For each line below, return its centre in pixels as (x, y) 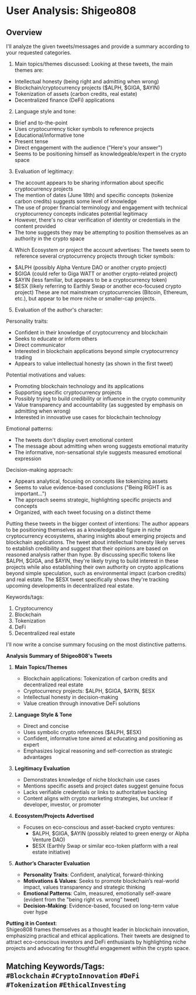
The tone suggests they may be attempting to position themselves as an (101, 232)
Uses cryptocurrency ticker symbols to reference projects (84, 129)
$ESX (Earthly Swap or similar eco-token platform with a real (105, 846)
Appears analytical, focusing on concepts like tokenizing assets (91, 481)
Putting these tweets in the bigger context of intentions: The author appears (97, 524)
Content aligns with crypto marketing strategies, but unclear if (98, 798)
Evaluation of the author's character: (59, 310)
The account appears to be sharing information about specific (89, 183)
